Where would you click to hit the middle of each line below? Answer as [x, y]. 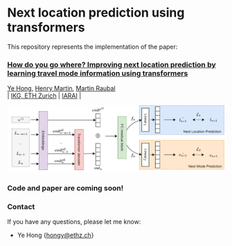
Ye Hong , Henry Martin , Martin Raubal [61, 89]
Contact [21, 207]
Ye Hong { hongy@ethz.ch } [55, 235]
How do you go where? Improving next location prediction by [111, 64]
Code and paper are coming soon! [65, 188]
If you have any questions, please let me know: [74, 222]
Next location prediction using [96, 13]
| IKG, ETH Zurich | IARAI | [44, 96]
